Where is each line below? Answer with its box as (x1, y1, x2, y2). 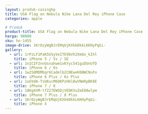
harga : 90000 (5, 34, 32, 39)
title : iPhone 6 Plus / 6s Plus (14, 75, 80, 80)
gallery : (5, 47, 23, 52)
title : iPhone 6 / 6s (14, 65, 58, 70)
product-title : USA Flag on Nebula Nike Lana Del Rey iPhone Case (5, 30, 143, 34)
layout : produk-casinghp (5, 7, 56, 12)
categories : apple (5, 16, 42, 21)
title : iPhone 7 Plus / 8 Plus (14, 93, 78, 98)
